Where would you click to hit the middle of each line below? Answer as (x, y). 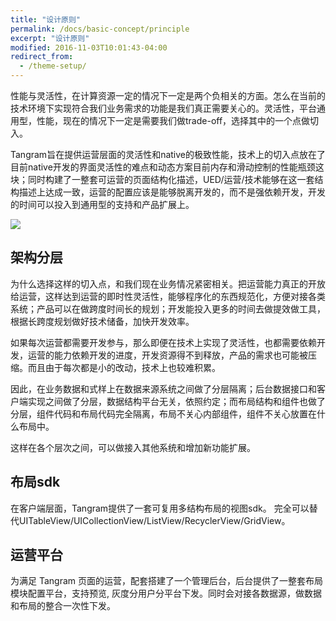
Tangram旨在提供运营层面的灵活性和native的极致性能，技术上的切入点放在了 (168, 154)
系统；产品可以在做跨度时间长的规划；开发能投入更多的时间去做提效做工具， (168, 308)
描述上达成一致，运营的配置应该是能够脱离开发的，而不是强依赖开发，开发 (172, 192)
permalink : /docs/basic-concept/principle (100, 29)
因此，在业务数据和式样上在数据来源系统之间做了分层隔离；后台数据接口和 (163, 388)
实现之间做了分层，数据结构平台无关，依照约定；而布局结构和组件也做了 (176, 401)
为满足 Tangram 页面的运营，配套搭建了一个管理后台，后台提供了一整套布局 (166, 581)
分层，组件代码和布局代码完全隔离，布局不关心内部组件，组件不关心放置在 (163, 413)
